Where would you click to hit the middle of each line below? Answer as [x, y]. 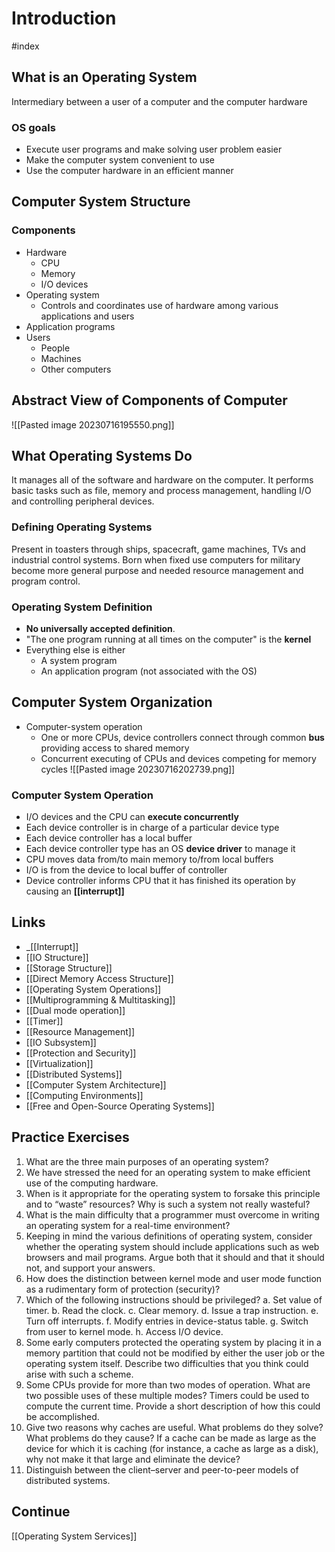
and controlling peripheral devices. [83, 501]
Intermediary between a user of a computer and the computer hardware [159, 101]
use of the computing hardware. [92, 1183]
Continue [41, 1512]
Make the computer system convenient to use [120, 160]
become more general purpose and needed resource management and [157, 570]
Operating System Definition [82, 607]
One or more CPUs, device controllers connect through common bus [182, 737]
